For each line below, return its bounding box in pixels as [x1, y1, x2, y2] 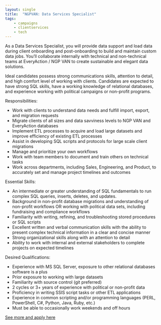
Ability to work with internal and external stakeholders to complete [12, 240, 145, 245]
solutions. [5, 64, 25, 69]
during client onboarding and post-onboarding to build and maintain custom [5, 48, 157, 54]
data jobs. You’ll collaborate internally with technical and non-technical [5, 53, 146, 59]
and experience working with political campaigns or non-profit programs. [5, 88, 151, 94]
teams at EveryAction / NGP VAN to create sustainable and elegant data [5, 59, 148, 64]
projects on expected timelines [12, 245, 74, 251]
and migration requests [12, 113, 59, 118]
